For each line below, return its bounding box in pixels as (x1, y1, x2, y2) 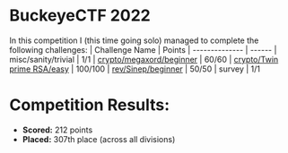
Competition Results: (9, 95, 170, 115)
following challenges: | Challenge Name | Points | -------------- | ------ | (9, 44, 277, 55)
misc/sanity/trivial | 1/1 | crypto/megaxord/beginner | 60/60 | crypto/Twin (9, 54, 279, 64)
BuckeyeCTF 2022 (9, 5, 151, 26)
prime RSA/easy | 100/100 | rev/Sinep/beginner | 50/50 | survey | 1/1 (9, 64, 260, 74)
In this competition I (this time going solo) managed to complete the (9, 35, 259, 46)
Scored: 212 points (22, 124, 93, 135)
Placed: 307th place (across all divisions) (22, 133, 176, 144)
